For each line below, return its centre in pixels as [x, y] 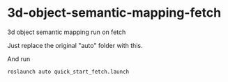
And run [19, 59]
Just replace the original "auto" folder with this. [75, 45]
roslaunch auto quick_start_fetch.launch [68, 72]
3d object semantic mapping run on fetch [67, 32]
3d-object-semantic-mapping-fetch [114, 13]
